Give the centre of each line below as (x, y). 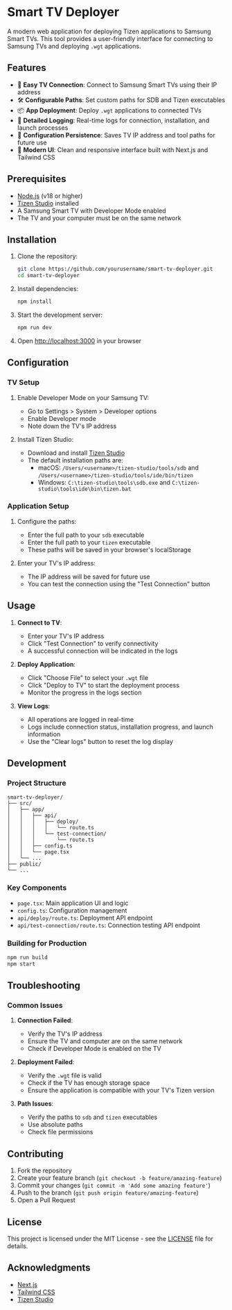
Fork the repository (45, 1170)
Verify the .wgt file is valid (64, 1076)
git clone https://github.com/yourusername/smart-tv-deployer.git (115, 269)
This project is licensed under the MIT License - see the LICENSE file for (110, 1239)
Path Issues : (35, 1104)
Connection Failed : (45, 1020)
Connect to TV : (39, 622)
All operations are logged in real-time (80, 719)
